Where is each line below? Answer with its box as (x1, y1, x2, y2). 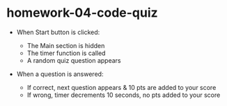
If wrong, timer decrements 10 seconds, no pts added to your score (26, 91, 221, 99)
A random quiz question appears (26, 56, 121, 64)
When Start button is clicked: (16, 28, 100, 36)
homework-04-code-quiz (6, 5, 158, 21)
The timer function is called (26, 49, 106, 57)
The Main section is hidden (26, 41, 105, 50)
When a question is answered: (16, 70, 104, 78)
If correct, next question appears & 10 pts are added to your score (26, 83, 217, 91)
